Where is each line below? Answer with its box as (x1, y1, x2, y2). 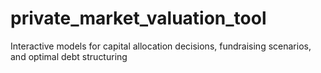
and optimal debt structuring (10, 50, 128, 62)
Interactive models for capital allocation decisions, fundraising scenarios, (10, 40, 312, 52)
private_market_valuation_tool (10, 7, 267, 30)
